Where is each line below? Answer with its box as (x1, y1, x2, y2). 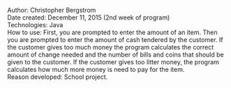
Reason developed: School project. (7, 73, 108, 81)
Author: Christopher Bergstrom (7, 6, 96, 14)
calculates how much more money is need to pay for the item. (7, 66, 185, 73)
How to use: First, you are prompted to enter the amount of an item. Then (7, 28, 218, 36)
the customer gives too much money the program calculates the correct (7, 43, 214, 51)
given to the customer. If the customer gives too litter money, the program (7, 58, 220, 66)
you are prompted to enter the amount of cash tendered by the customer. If (7, 36, 223, 44)
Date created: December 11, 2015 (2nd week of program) (7, 13, 170, 22)
